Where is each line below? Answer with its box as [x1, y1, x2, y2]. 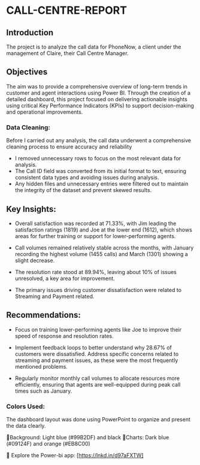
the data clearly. [6, 423, 46, 430]
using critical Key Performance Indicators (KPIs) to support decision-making [6, 102, 195, 109]
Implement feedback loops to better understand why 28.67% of [14, 344, 172, 351]
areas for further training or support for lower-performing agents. [14, 232, 176, 239]
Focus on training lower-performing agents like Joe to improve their [14, 326, 181, 333]
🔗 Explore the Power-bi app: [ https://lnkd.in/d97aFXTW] [6, 452, 144, 459]
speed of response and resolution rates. [14, 332, 114, 339]
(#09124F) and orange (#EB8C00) [6, 440, 91, 448]
